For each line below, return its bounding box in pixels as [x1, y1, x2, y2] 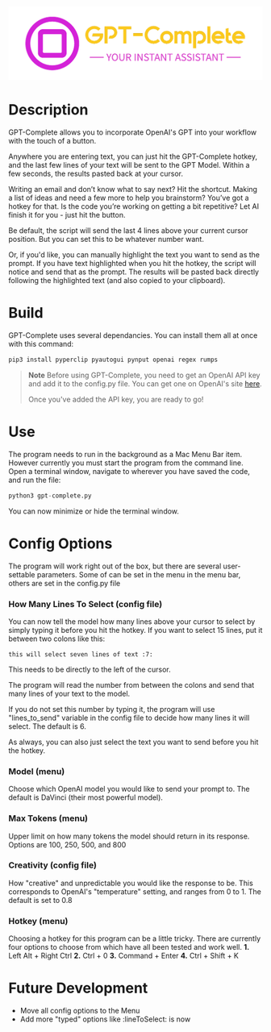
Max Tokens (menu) [8, 813, 89, 824]
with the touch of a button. [8, 136, 97, 146]
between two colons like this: [8, 634, 106, 643]
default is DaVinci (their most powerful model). [8, 793, 164, 802]
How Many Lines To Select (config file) [8, 598, 163, 610]
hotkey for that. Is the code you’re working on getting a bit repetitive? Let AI [8, 202, 260, 211]
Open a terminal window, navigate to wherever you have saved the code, [8, 466, 250, 476]
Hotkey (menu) [8, 915, 69, 926]
